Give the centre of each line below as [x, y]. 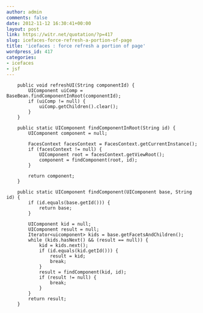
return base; [55, 208]
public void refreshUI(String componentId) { [76, 85]
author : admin [24, 12]
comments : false [27, 18]
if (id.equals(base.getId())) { [69, 203]
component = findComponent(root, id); [88, 160]
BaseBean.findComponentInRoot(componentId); [64, 96]
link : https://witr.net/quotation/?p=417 [60, 35]
